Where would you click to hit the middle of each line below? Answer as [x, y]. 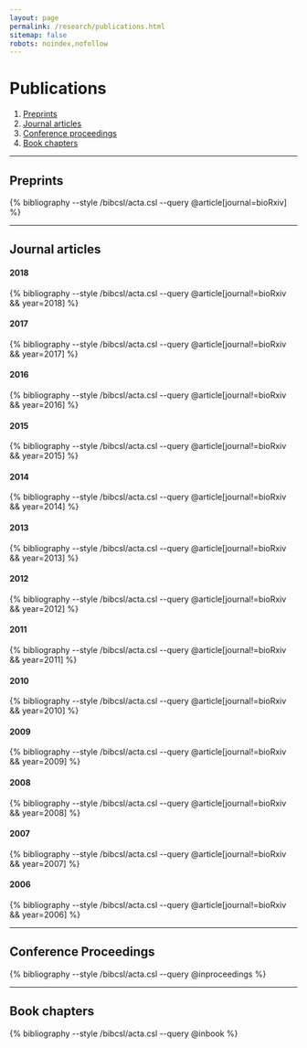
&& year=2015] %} [44, 456]
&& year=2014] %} [44, 507]
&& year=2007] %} [45, 863]
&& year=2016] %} [44, 405]
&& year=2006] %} [45, 914]
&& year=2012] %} [44, 608]
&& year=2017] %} [44, 354]
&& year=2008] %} [45, 813]
